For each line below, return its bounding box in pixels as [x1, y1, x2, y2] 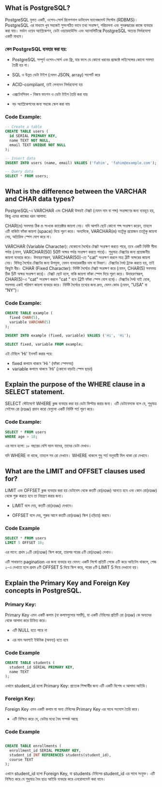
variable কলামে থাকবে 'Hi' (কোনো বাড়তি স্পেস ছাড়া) [12, 366, 93, 371]
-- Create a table [5, 124, 42, 129]
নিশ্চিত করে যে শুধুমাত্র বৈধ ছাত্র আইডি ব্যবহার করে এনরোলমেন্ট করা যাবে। [5, 776, 106, 782]
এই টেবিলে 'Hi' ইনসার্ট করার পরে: [5, 350, 53, 356]
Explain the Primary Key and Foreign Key [5, 578, 130, 587]
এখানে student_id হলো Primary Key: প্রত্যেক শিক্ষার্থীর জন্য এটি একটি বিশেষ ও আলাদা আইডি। [5, 682, 148, 688]
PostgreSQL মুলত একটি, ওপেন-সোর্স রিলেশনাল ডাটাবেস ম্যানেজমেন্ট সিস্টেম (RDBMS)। [5, 17, 138, 22]
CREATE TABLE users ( [5, 129, 49, 134]
